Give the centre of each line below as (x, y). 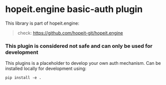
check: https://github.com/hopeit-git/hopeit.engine (70, 33)
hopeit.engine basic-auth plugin (74, 9)
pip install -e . (23, 78)
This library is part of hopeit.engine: (42, 23)
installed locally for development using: (46, 68)
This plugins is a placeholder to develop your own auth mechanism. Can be (83, 63)
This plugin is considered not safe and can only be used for (79, 46)
